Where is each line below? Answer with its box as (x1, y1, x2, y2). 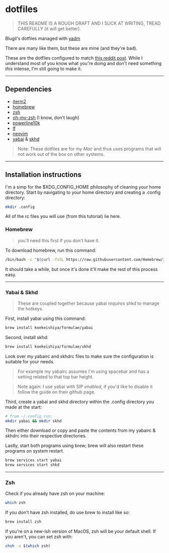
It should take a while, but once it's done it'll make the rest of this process (5, 266, 158, 272)
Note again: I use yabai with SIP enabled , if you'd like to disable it (17, 383, 153, 390)
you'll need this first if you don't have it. (17, 237, 100, 243)
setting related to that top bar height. (17, 373, 94, 379)
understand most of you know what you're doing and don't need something (5, 60, 162, 66)
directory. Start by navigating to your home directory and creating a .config (5, 189, 161, 195)
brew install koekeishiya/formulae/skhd (5, 344, 92, 349)
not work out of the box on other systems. (17, 151, 105, 157)
